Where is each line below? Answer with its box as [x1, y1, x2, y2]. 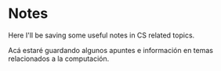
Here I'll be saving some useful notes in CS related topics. [8, 30, 195, 40]
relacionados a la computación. [8, 54, 110, 63]
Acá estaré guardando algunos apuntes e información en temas [8, 45, 214, 55]
